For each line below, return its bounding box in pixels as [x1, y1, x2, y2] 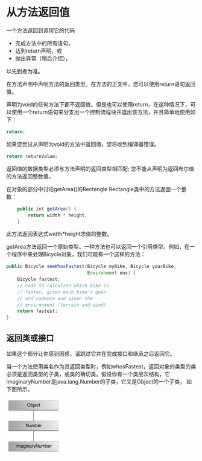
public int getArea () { [17, 206, 77, 212]
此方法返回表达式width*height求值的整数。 [6, 230, 113, 238]
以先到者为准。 [6, 67, 43, 74]
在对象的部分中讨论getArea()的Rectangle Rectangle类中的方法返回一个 [6, 185, 182, 192]
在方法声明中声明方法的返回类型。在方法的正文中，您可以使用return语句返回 [6, 80, 196, 88]
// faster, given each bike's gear [17, 289, 107, 295]
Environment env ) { [87, 270, 136, 276]
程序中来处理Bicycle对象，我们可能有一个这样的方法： [11, 250, 146, 258]
